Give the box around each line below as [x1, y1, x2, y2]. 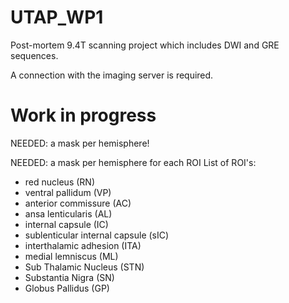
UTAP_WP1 [10, 6, 104, 29]
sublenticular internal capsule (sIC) [24, 229, 170, 241]
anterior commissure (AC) [24, 197, 132, 209]
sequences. [10, 49, 59, 61]
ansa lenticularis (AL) [24, 207, 113, 220]
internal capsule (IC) [24, 218, 109, 230]
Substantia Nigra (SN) [24, 271, 115, 283]
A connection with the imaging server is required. [10, 69, 214, 81]
